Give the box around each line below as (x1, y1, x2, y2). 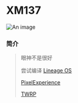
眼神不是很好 (20, 54, 52, 62)
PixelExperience (20, 79, 61, 86)
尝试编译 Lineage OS (20, 67, 72, 74)
